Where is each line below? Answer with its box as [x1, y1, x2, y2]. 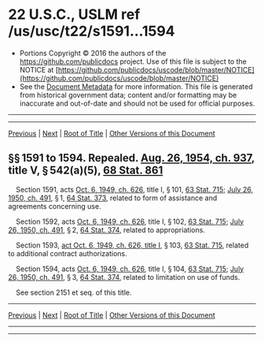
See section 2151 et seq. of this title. [15, 288, 132, 297]
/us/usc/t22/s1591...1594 [8, 22, 175, 40]
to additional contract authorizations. [8, 248, 127, 258]
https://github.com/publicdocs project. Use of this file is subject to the [19, 57, 247, 66]
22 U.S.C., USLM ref [8, 6, 141, 24]
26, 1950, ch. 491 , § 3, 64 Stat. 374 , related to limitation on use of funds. [8, 272, 240, 281]
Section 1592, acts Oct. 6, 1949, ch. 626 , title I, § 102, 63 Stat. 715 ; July [15, 217, 244, 226]
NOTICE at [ [19, 65, 59, 74]
